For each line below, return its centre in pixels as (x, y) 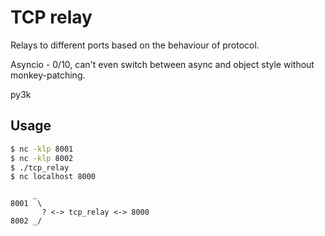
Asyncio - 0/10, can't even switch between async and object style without (162, 64)
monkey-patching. (48, 75)
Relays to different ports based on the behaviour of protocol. (135, 45)
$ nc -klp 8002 (42, 158)
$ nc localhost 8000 (53, 177)
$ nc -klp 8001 (42, 149)
